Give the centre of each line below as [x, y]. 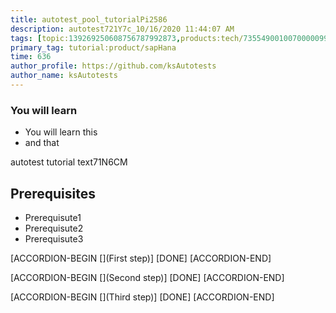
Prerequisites [53, 193]
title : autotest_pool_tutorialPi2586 [89, 19]
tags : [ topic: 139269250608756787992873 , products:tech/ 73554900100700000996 [171, 38]
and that [42, 143]
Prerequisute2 [54, 228]
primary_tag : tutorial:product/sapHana [93, 47]
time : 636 [31, 57]
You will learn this [61, 132]
